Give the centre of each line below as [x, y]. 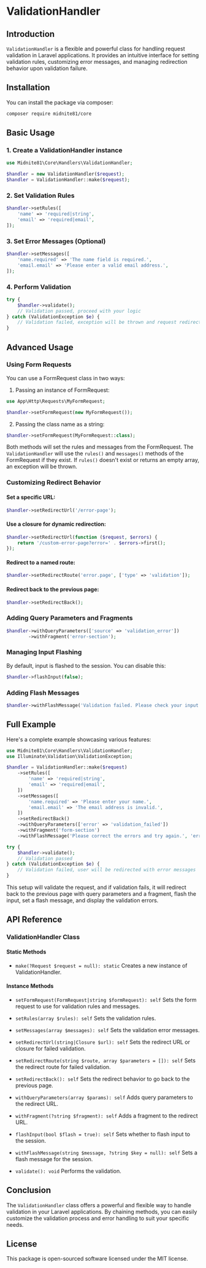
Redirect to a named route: [41, 562]
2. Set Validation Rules [40, 195]
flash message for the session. [54, 1159]
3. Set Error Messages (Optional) [56, 241]
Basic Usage [31, 133]
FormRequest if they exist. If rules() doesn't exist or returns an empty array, [103, 460]
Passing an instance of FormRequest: [62, 390]
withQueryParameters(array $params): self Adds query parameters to [104, 1097]
